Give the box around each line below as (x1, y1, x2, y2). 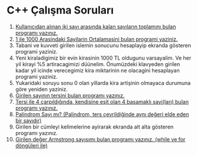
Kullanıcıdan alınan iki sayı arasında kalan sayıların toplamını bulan (15, 23, 176, 30)
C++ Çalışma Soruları (7, 4, 114, 17)
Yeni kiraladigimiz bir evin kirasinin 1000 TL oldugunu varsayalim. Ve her (15, 54, 192, 61)
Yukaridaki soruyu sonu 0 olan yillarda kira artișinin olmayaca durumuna (15, 79, 191, 86)
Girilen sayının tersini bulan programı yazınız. (15, 92, 125, 99)
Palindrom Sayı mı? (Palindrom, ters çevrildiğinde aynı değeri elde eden (15, 110, 189, 118)
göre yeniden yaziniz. (15, 85, 68, 93)
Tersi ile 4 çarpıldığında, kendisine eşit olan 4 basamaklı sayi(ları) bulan (15, 98, 189, 105)
